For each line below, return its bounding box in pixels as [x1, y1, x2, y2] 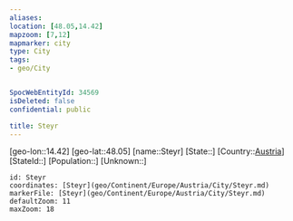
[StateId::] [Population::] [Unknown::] [9, 156, 147, 167]
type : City [9, 47, 51, 56]
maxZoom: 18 [9, 205, 54, 214]
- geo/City [9, 64, 51, 73]
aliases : [9, 13, 43, 23]
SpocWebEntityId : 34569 [9, 88, 100, 97]
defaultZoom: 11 [9, 197, 71, 207]
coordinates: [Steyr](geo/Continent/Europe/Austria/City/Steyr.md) [9, 181, 270, 190]
